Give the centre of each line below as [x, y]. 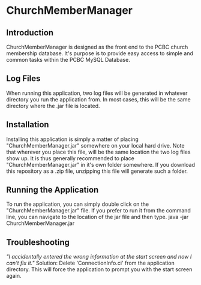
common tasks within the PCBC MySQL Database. [68, 60]
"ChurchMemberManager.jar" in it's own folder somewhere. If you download [101, 164]
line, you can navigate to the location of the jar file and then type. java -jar [97, 217]
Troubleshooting [38, 242]
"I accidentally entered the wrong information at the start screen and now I [99, 257]
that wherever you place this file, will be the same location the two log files [98, 152]
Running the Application [52, 190]
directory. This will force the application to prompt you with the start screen [99, 269]
